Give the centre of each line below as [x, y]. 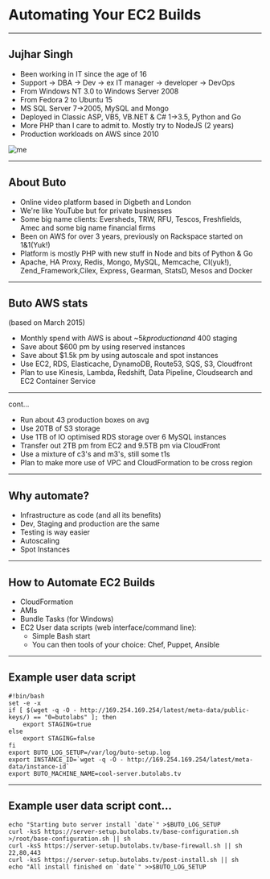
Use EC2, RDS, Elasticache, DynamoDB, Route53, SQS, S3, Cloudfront [136, 364]
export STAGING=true [57, 724]
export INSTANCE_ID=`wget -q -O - [66, 760]
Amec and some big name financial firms [88, 227]
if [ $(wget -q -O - [43, 710]
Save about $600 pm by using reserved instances [102, 347]
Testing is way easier [55, 532]
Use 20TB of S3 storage [60, 428]
